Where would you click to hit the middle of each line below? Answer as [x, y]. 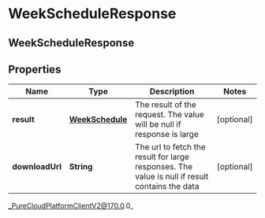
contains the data [167, 187]
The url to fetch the [171, 147]
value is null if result [172, 176]
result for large [162, 157]
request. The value [170, 115]
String [81, 167]
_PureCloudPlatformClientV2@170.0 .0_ [71, 206]
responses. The [164, 167]
